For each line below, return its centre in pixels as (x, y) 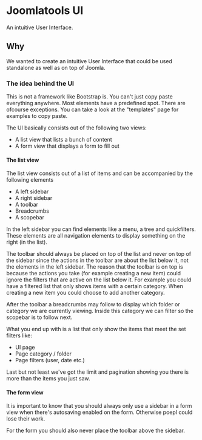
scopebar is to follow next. (39, 317)
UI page (25, 348)
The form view (25, 392)
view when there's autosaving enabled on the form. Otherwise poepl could (99, 412)
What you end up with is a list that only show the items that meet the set (96, 329)
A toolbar (26, 205)
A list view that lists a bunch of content (63, 140)
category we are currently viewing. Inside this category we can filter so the (100, 311)
